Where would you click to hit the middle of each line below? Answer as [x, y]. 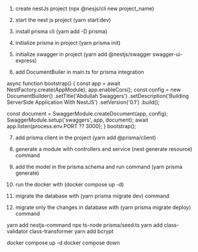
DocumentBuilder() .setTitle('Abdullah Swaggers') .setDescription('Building [98, 96]
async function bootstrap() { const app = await [64, 83]
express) [26, 60]
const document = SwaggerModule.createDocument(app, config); [87, 114]
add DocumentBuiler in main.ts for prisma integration [79, 72]
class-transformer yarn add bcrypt [72, 231]
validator [17, 231]
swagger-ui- [167, 54]
